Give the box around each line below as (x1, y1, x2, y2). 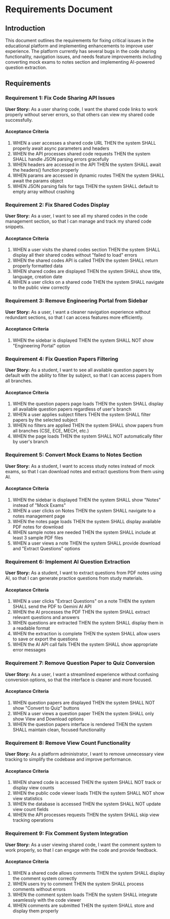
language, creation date (12, 274, 62, 280)
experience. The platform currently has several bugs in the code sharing (5, 48, 156, 54)
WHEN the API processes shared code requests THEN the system (12, 150, 151, 156)
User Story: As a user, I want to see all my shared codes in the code (5, 213, 148, 219)
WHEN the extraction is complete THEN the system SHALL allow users (12, 631, 161, 637)
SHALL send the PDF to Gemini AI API (12, 604, 92, 610)
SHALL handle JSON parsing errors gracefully (12, 156, 109, 162)
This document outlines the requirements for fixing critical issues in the (5, 37, 154, 43)
